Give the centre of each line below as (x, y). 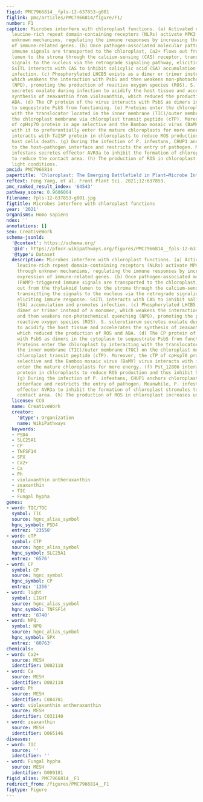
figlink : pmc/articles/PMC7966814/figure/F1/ (64, 18)
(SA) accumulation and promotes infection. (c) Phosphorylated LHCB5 (107, 305)
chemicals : (20, 649)
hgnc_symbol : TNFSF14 (39, 609)
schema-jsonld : (25, 237)
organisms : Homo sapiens (37, 215)
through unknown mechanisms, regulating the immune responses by (101, 271)
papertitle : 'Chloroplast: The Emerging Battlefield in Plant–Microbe (97, 175)
